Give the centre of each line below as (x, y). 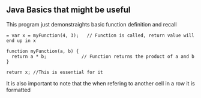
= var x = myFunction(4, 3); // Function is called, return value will (100, 35)
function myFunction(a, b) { (43, 51)
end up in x (21, 41)
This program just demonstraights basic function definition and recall (91, 24)
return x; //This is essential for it (55, 72)
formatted (19, 90)
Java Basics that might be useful (68, 10)
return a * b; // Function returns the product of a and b (103, 57)
